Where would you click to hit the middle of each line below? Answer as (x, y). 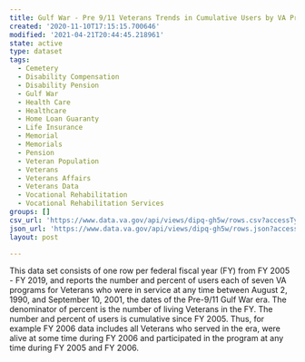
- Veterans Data (48, 187)
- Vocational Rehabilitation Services (91, 204)
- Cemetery (38, 69)
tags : (20, 60)
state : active (36, 43)
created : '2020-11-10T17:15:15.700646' (85, 26)
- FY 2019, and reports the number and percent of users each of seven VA (148, 280)
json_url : (28, 229)
